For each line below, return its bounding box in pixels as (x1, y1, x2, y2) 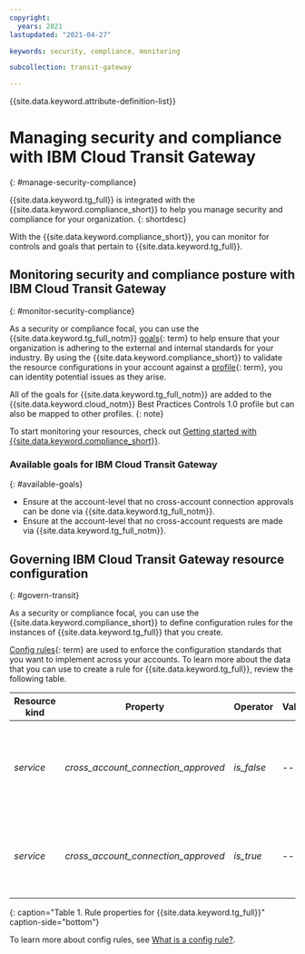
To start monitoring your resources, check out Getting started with (9, 426, 257, 437)
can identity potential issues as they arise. (9, 371, 167, 382)
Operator (233, 700, 274, 713)
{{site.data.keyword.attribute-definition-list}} (9, 96, 177, 107)
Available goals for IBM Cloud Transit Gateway (9, 457, 218, 470)
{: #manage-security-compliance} (9, 177, 137, 188)
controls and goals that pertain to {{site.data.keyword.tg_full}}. (9, 241, 243, 252)
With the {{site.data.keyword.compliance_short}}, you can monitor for (9, 231, 270, 242)
